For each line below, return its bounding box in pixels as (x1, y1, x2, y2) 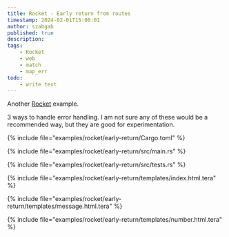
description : (7, 36, 45, 43)
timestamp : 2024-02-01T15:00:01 (7, 17, 100, 23)
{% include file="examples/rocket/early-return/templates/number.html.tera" (7, 216, 223, 224)
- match (19, 61, 41, 68)
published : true (7, 29, 54, 37)
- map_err (19, 68, 48, 75)
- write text (19, 81, 57, 88)
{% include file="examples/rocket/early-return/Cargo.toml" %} (7, 134, 186, 142)
